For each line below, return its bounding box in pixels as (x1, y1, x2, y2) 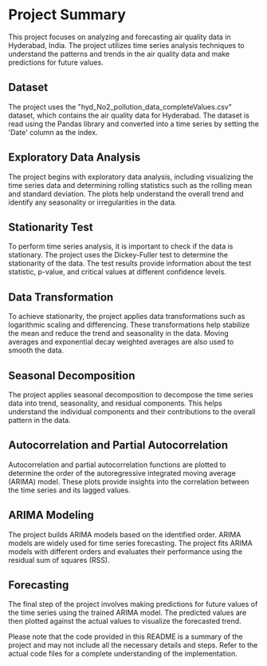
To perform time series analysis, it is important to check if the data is (8, 241, 234, 251)
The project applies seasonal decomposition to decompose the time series (8, 390, 253, 399)
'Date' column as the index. (8, 127, 98, 137)
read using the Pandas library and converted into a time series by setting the (8, 118, 260, 129)
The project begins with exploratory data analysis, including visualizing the (8, 172, 253, 181)
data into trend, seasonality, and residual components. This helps (8, 398, 222, 408)
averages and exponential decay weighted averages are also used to (8, 337, 234, 347)
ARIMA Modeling (8, 508, 94, 522)
